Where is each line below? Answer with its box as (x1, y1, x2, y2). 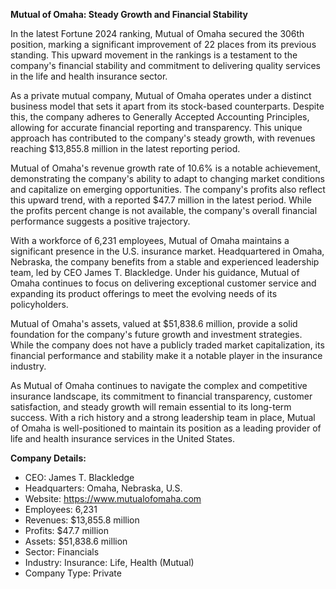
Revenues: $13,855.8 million (24, 514, 140, 526)
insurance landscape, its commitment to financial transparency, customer (10, 390, 313, 402)
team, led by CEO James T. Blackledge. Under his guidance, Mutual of (10, 267, 300, 278)
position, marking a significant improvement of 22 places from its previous (10, 39, 317, 50)
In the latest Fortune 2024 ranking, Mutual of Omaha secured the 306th (10, 28, 305, 39)
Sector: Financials (24, 546, 100, 558)
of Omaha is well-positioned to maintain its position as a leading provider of (10, 422, 322, 434)
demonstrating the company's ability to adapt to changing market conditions (10, 173, 325, 184)
